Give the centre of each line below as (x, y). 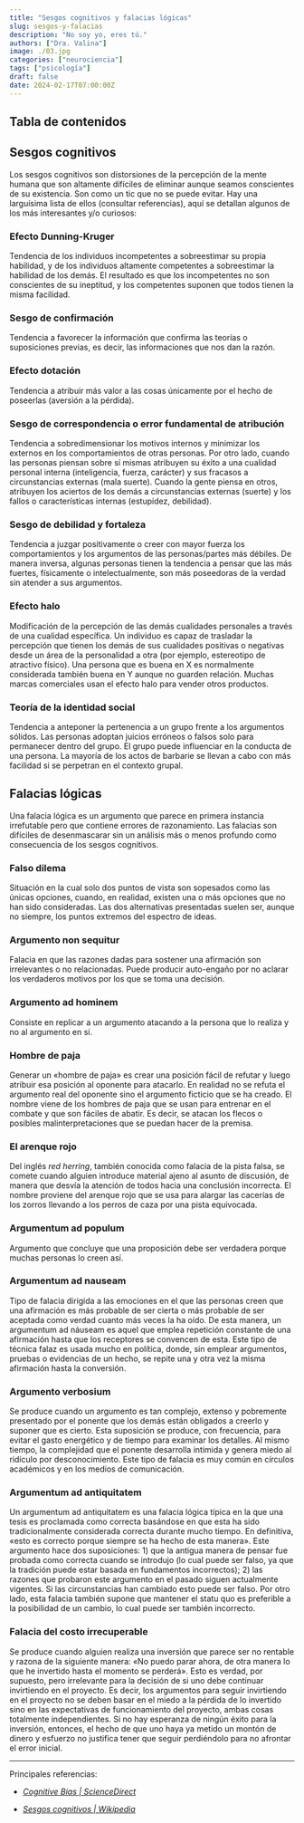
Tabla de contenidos (68, 122)
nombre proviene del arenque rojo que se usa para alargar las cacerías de (147, 1195)
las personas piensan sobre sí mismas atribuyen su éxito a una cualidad (143, 463)
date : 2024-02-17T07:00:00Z (62, 85)
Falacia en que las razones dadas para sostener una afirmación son (135, 960)
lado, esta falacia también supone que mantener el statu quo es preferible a (150, 1598)
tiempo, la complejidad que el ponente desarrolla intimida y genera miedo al (151, 1450)
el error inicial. (36, 1748)
